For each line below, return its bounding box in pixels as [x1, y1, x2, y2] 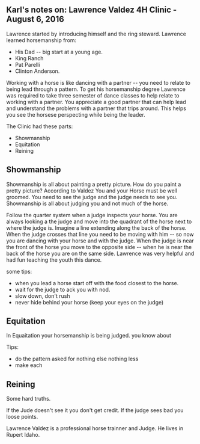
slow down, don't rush [14, 292, 70, 300]
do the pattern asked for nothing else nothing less [14, 355, 139, 363]
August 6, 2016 [6, 14, 64, 25]
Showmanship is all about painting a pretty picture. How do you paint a [6, 180, 181, 188]
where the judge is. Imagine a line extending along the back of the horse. [6, 224, 187, 231]
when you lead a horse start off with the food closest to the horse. [14, 279, 179, 286]
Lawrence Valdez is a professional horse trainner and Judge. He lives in [6, 425, 184, 432]
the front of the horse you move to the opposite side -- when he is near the [6, 243, 192, 250]
